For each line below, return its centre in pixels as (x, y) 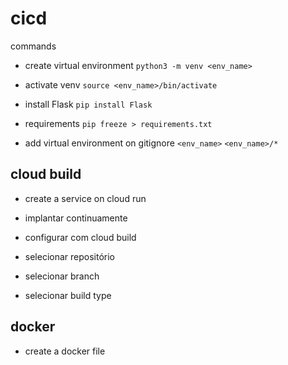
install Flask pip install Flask (88, 104)
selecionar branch (62, 276)
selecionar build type (68, 295)
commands (33, 46)
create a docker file (65, 351)
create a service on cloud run (85, 198)
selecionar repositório (70, 256)
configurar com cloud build (80, 237)
